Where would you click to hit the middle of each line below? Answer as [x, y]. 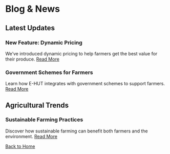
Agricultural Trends [37, 105]
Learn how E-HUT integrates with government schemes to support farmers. [85, 84]
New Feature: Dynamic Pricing [44, 43]
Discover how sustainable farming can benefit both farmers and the [77, 131]
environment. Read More [31, 136]
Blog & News [33, 9]
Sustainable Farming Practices [44, 120]
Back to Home [20, 146]
